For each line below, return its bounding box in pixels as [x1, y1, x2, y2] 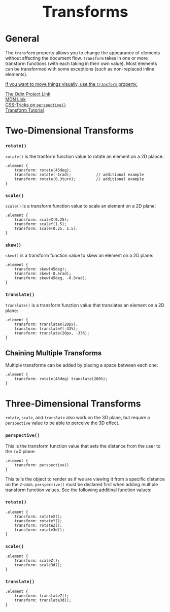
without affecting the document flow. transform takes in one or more [5, 55, 148, 61]
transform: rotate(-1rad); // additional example [14, 172, 144, 177]
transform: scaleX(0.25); [14, 217, 70, 222]
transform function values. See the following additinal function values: [5, 487, 152, 493]
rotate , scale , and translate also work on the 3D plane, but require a [5, 415, 150, 421]
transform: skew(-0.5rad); [14, 271, 72, 277]
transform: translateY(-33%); [14, 326, 79, 331]
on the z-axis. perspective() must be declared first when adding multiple [5, 481, 158, 487]
